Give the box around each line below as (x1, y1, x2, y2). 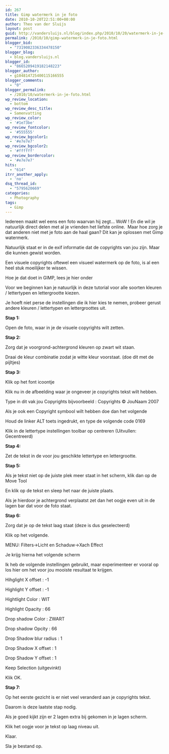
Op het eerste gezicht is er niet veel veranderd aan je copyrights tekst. (5, 694, 151, 700)
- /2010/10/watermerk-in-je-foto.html (10, 92, 92, 97)
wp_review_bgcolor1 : (5, 134, 49, 139)
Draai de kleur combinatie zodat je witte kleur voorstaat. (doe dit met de (5, 354, 154, 360)
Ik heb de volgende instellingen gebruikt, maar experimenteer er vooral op (5, 561, 159, 568)
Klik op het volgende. (5, 532, 49, 538)
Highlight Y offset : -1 (5, 587, 49, 593)
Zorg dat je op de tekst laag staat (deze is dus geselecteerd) (5, 523, 130, 529)
